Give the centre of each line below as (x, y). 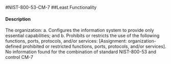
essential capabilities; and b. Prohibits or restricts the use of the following (82, 36)
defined (14, 46)
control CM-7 (19, 57)
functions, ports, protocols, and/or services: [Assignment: (66, 41)
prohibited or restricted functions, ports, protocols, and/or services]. (94, 46)
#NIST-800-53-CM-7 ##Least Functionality (51, 7)
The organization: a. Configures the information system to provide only (80, 30)
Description (18, 19)
